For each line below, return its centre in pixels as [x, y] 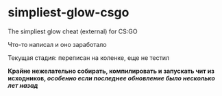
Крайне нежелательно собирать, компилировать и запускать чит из [111, 71]
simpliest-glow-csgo [69, 13]
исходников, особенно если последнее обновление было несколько [111, 78]
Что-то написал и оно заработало [57, 44]
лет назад [23, 85]
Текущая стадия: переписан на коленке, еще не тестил [89, 58]
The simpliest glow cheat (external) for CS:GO [73, 31]
